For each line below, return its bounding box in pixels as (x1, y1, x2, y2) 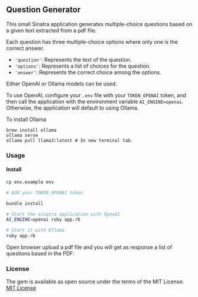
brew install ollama (6, 127, 57, 133)
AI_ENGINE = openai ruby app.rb (6, 216, 81, 223)
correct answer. (6, 44, 44, 52)
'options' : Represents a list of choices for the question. (14, 62, 151, 69)
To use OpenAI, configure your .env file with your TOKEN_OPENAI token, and (6, 91, 186, 98)
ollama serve (6, 132, 38, 138)
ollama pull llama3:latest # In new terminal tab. (6, 138, 134, 143)
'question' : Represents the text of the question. (14, 56, 132, 63)
